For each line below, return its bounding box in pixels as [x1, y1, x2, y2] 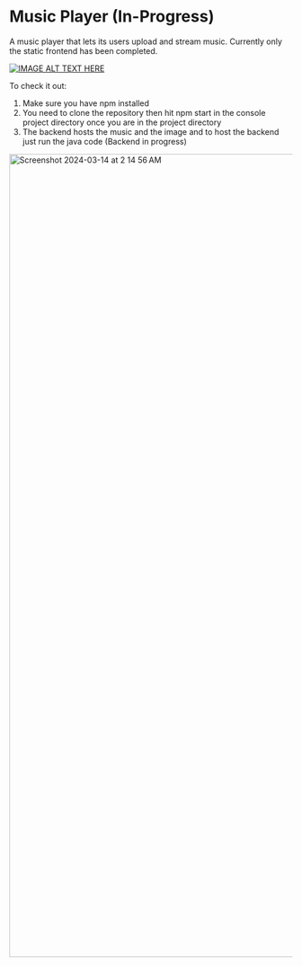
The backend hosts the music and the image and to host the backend [22, 126, 280, 137]
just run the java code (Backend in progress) [22, 136, 187, 146]
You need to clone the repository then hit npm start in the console [22, 107, 266, 118]
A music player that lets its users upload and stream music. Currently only [9, 36, 283, 47]
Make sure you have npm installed [22, 97, 150, 109]
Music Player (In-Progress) [9, 6, 215, 27]
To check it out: [9, 80, 67, 91]
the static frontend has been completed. [9, 45, 158, 56]
